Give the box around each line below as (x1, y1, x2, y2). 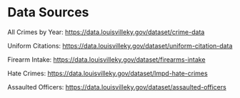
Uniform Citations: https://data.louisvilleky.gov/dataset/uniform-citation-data (7, 41, 233, 50)
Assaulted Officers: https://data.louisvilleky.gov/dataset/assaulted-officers (7, 82, 226, 91)
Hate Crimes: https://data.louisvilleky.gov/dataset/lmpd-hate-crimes (7, 69, 209, 77)
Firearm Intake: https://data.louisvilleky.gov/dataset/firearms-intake (7, 55, 206, 64)
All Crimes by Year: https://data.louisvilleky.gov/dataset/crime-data (7, 28, 205, 36)
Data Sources (7, 4, 89, 21)
